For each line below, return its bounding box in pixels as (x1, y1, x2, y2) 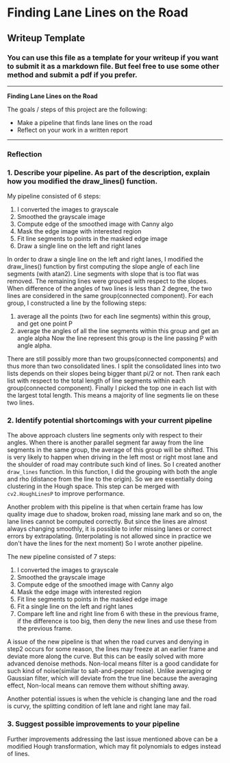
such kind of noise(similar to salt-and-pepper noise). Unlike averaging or (7, 667, 212, 675)
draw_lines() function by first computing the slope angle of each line (7, 262, 200, 271)
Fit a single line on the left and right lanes (16, 602, 133, 611)
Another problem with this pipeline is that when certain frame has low (7, 503, 203, 511)
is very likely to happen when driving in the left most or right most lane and (7, 453, 218, 462)
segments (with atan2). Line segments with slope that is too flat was (7, 270, 200, 278)
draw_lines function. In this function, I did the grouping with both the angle (7, 468, 218, 476)
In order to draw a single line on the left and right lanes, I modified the (7, 255, 204, 264)
